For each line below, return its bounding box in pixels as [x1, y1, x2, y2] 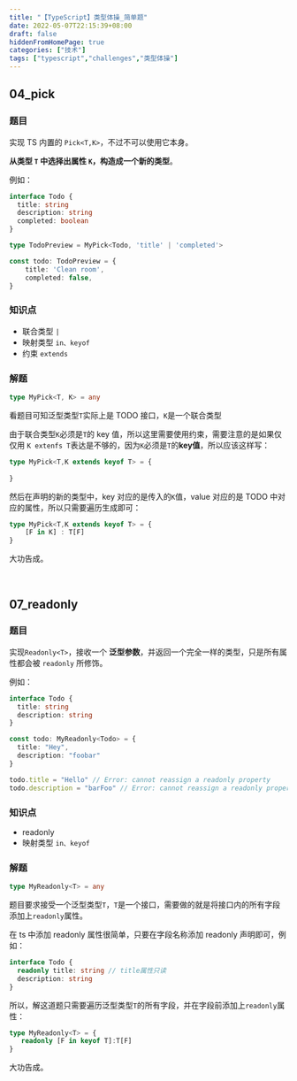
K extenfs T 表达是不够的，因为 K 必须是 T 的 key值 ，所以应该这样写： [26, 440, 270, 450]
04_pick [9, 87, 56, 102]
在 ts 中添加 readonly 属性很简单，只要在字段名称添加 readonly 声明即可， [9, 930, 278, 940]
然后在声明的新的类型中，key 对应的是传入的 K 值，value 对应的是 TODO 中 [9, 491, 278, 502]
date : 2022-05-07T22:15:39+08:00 [9, 21, 133, 30]
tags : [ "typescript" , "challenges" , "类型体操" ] [9, 54, 179, 63]
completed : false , [25, 273, 93, 282]
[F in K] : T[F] [25, 528, 86, 537]
